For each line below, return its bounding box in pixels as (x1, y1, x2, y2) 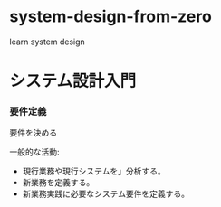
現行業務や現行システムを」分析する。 (22, 165, 166, 177)
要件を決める (9, 127, 57, 138)
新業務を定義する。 (22, 177, 95, 188)
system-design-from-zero (9, 6, 213, 27)
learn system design (9, 36, 86, 47)
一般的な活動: (9, 146, 61, 157)
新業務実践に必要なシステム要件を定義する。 (22, 188, 190, 200)
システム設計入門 (9, 71, 137, 91)
